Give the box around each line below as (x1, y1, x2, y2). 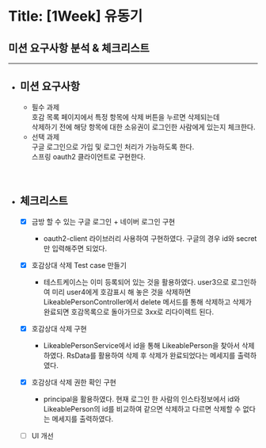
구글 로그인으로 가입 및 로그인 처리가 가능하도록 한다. (31, 142, 195, 151)
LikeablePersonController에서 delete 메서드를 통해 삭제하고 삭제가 (43, 297, 252, 306)
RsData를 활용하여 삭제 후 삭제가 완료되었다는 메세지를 (66, 350, 236, 360)
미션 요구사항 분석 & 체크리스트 (8, 41, 150, 55)
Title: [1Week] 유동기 (8, 7, 143, 25)
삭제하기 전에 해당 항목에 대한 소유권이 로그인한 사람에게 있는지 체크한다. (31, 122, 256, 132)
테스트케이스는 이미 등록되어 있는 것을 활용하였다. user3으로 (43, 277, 230, 286)
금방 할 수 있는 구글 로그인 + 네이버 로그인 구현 (31, 216, 176, 226)
